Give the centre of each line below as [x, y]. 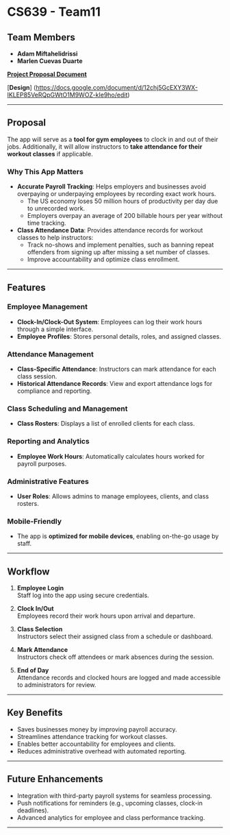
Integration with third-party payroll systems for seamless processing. [114, 795]
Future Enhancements [55, 779]
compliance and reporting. [54, 391]
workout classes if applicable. [50, 154]
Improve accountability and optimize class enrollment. [103, 259]
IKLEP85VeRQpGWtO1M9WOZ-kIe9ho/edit [67, 95]
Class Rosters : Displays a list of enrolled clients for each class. [106, 424]
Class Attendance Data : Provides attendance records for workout [110, 230]
